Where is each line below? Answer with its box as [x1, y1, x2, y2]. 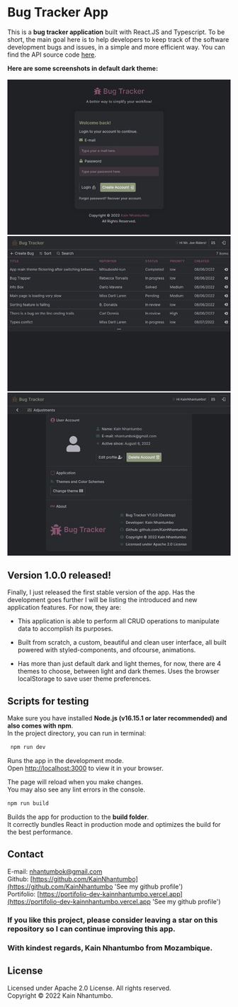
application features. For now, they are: [7, 603, 122, 612]
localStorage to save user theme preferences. [17, 674, 152, 683]
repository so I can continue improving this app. [7, 923, 176, 933]
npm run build [7, 800, 50, 807]
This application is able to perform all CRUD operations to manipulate [17, 617, 220, 625]
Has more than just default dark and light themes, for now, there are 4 [17, 660, 222, 668]
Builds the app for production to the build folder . [7, 813, 149, 821]
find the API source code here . [7, 50, 97, 59]
